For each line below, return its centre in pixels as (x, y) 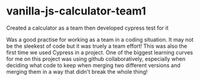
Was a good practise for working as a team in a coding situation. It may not (100, 39)
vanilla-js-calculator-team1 (76, 11)
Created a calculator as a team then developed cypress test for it (88, 28)
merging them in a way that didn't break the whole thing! (77, 71)
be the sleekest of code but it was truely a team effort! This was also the (97, 46)
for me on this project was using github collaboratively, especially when (96, 59)
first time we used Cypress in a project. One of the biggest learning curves (100, 52)
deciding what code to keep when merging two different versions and (93, 65)
